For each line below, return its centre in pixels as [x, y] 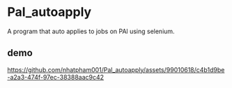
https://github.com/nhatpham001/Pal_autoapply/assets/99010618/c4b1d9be [116, 69]
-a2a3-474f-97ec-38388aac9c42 [56, 77]
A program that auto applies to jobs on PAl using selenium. [91, 31]
